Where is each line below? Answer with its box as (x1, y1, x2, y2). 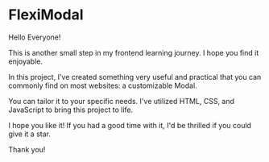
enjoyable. (8, 56, 43, 66)
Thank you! (8, 144, 46, 154)
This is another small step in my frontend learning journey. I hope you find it (8, 48, 259, 57)
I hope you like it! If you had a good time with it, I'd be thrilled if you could (8, 120, 252, 130)
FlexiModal (8, 6, 84, 24)
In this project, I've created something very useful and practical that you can (8, 72, 262, 81)
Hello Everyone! (8, 32, 61, 42)
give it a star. (8, 129, 51, 139)
